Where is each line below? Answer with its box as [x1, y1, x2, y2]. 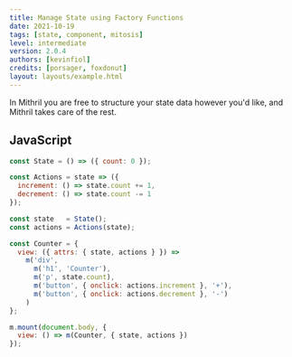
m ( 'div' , [25, 256, 59, 265]
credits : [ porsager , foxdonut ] [9, 64, 127, 73]
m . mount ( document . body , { [9, 323, 107, 332]
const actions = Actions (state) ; [9, 222, 136, 231]
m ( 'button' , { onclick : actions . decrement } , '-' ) [33, 289, 229, 298]
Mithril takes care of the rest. [9, 106, 118, 117]
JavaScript [9, 133, 72, 148]
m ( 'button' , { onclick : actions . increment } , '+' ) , [33, 281, 232, 290]
